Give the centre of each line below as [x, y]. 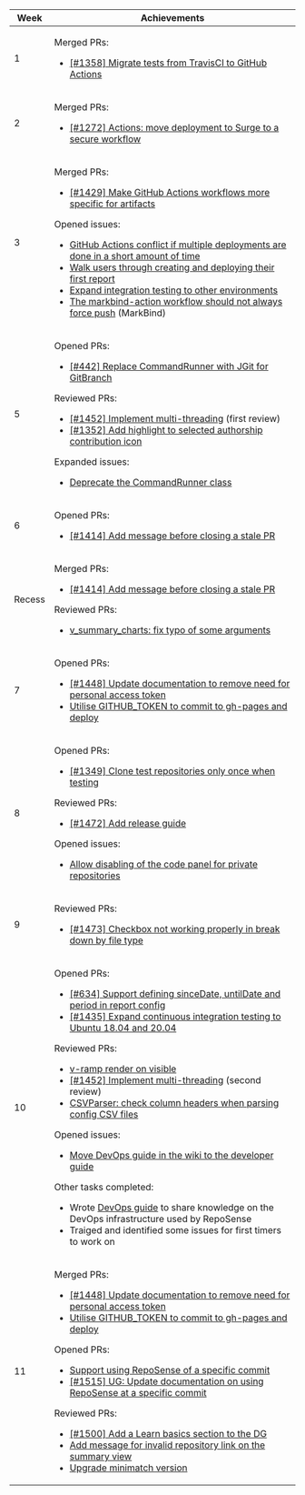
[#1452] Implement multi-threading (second [165, 1080]
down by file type [106, 940]
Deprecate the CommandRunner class [151, 482]
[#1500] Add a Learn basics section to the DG [168, 1434]
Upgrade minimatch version [128, 1468]
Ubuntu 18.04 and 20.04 [123, 1028]
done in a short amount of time [135, 256]
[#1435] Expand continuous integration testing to [175, 1016]
